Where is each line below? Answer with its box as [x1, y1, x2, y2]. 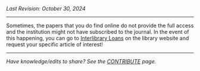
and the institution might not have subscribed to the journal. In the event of [6, 28, 189, 35]
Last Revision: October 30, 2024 [6, 5, 86, 12]
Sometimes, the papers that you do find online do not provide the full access [6, 22, 194, 29]
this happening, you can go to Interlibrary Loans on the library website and [6, 35, 189, 41]
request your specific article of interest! [6, 41, 103, 48]
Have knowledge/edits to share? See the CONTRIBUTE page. [6, 58, 157, 64]
